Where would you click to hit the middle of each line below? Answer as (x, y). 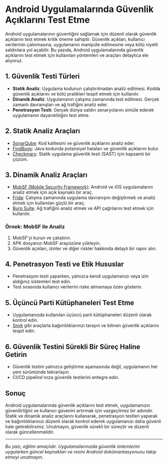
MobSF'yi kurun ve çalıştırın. (42, 238)
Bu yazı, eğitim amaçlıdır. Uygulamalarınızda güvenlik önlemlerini (72, 446)
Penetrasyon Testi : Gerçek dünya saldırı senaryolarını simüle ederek (83, 110)
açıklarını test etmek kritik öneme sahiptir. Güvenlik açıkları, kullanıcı (75, 39)
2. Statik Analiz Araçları (42, 131)
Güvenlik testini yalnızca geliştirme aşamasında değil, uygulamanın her (85, 367)
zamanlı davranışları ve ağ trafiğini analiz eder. (60, 105)
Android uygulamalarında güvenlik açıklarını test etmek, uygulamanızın (78, 405)
